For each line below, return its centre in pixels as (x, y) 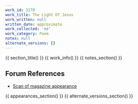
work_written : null (26, 19)
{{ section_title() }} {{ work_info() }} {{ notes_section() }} (64, 58)
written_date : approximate (34, 24)
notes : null (18, 39)
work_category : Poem (27, 34)
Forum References (35, 74)
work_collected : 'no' (28, 29)
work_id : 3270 (20, 10)
